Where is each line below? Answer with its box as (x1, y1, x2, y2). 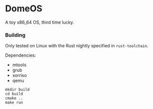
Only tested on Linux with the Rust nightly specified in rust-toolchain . (5, 43, 149, 49)
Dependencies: (5, 52, 36, 58)
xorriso (12, 73, 27, 78)
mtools (12, 62, 27, 68)
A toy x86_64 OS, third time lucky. (5, 19, 74, 25)
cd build (5, 92, 23, 97)
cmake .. (5, 96, 23, 101)
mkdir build (5, 87, 30, 92)
